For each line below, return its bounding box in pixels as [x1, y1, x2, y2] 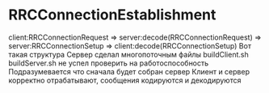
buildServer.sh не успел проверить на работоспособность [8, 58, 209, 68]
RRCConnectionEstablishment [8, 6, 216, 24]
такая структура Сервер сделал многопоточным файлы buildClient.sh [8, 49, 249, 59]
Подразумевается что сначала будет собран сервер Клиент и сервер [8, 66, 250, 76]
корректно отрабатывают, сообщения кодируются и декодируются [8, 75, 242, 85]
